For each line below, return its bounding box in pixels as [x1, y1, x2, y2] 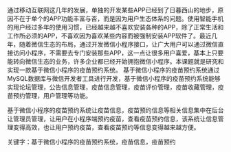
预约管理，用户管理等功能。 [12, 92, 91, 99]
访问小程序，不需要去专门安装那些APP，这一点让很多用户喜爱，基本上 [12, 49, 212, 57]
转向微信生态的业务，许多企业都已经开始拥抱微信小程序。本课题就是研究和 [12, 58, 224, 65]
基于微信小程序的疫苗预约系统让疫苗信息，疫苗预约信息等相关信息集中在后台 [7, 106, 224, 114]
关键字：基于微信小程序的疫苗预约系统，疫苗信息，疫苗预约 [7, 138, 176, 146]
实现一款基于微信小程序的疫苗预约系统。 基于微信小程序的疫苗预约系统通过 [7, 66, 220, 74]
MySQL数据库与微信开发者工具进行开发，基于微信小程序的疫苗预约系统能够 [7, 75, 221, 82]
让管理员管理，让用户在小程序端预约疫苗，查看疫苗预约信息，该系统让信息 [7, 115, 218, 123]
